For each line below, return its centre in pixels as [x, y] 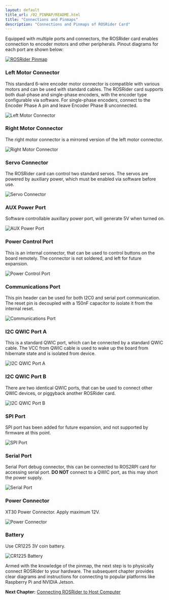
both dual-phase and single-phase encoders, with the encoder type [76, 94]
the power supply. [24, 478]
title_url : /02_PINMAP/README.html [43, 15]
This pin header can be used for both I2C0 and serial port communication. [83, 298]
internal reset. [20, 309]
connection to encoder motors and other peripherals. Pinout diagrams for [82, 44]
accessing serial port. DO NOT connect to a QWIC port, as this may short [82, 472]
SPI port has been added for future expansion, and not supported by [77, 427]
